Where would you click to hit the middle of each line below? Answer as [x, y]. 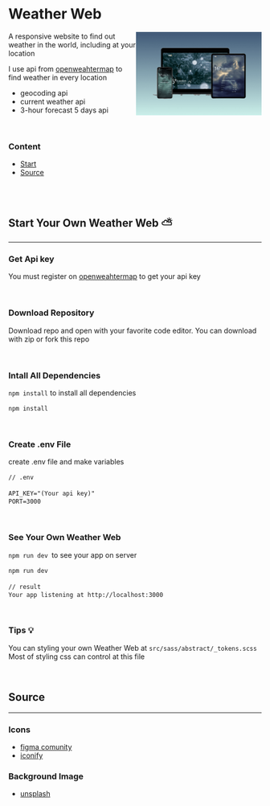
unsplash [35, 794]
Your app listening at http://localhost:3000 [86, 595]
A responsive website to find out [62, 36]
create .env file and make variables [66, 462]
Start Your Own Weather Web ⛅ [90, 223]
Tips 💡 [21, 630]
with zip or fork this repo [49, 339]
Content [25, 146]
